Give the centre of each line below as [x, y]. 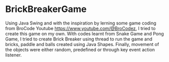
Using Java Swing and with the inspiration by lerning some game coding [81, 23]
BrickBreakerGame [46, 9]
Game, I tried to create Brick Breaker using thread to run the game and [79, 39]
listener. [13, 55]
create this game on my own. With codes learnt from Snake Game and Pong [84, 33]
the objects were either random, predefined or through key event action [80, 49]
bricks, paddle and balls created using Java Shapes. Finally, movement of [82, 44]
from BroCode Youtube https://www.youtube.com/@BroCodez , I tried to [80, 28]
